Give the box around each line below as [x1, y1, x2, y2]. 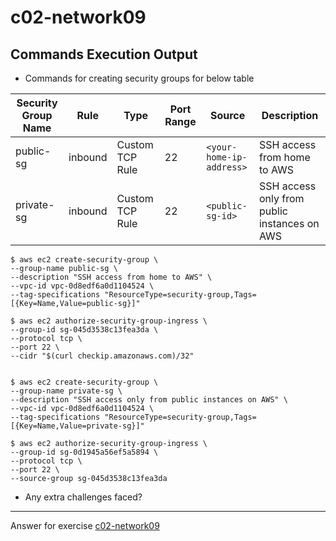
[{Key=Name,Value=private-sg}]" [10, 421, 145, 431]
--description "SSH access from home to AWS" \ [10, 272, 213, 282]
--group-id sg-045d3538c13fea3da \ [10, 325, 159, 335]
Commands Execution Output [10, 46, 198, 63]
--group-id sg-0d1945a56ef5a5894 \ [10, 447, 159, 457]
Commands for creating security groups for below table [24, 72, 255, 84]
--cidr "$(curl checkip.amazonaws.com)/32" [10, 351, 195, 361]
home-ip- [206, 152, 248, 163]
